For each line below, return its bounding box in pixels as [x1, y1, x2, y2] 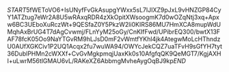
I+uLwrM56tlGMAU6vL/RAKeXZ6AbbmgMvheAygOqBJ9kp [7, 57, 174, 64]
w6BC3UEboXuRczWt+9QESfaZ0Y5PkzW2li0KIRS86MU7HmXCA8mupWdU [7, 21, 221, 28]
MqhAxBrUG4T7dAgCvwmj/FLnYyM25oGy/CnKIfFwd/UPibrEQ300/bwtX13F [7, 27, 221, 36]
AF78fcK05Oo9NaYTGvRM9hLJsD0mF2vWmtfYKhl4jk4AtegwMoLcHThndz [7, 35, 221, 43]
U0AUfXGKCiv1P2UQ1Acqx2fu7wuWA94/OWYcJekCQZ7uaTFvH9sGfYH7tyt [7, 43, 223, 50]
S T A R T [7, 6, 27, 14]
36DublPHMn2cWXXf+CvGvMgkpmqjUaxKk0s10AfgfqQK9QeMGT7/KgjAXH [7, 49, 221, 58]
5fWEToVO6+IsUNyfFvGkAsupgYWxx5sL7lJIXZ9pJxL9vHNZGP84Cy [26, 6, 221, 14]
